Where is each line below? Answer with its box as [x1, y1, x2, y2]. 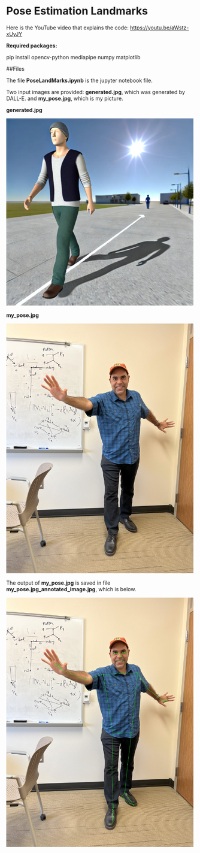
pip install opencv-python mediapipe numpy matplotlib [6, 53, 141, 61]
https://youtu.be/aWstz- [129, 24, 189, 31]
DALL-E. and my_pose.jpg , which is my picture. [6, 95, 124, 102]
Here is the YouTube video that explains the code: [6, 24, 129, 31]
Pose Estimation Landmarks [6, 4, 149, 18]
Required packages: [6, 42, 57, 49]
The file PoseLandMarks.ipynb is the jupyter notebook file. [6, 77, 153, 84]
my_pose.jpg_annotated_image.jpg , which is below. [6, 585, 137, 592]
